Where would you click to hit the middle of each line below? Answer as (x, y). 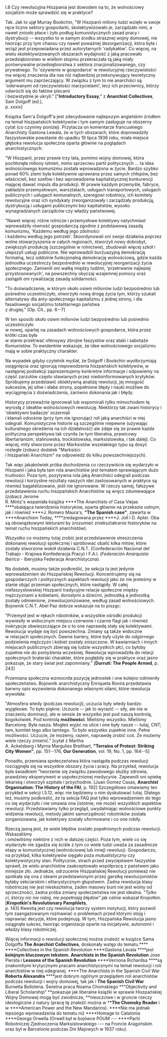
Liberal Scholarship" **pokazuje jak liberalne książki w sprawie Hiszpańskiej (83, 992)
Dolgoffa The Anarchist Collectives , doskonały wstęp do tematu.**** (77, 944)
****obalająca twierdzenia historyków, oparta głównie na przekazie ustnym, (83, 507)
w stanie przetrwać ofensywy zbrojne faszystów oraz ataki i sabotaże (77, 340)
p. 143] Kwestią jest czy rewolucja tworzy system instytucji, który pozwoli (81, 908)
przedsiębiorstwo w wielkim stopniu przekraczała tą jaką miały (69, 59)
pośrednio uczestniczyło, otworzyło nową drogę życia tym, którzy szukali (81, 294)
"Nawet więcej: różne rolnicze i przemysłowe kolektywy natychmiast (76, 221)
